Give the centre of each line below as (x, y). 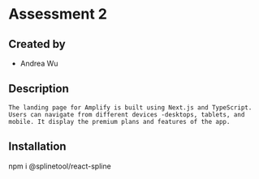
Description (39, 89)
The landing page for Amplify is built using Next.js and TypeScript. (130, 107)
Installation (37, 147)
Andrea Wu (39, 63)
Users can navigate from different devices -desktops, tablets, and (127, 114)
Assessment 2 (58, 14)
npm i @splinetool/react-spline (60, 166)
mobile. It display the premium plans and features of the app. (119, 121)
